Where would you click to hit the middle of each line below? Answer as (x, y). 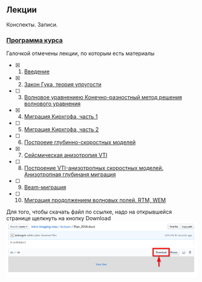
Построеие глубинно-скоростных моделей (80, 142)
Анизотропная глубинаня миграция (70, 174)
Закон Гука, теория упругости (63, 85)
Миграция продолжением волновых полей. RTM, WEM (95, 200)
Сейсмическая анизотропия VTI (66, 155)
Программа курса (35, 40)
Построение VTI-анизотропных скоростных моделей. (94, 168)
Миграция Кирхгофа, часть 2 (61, 130)
